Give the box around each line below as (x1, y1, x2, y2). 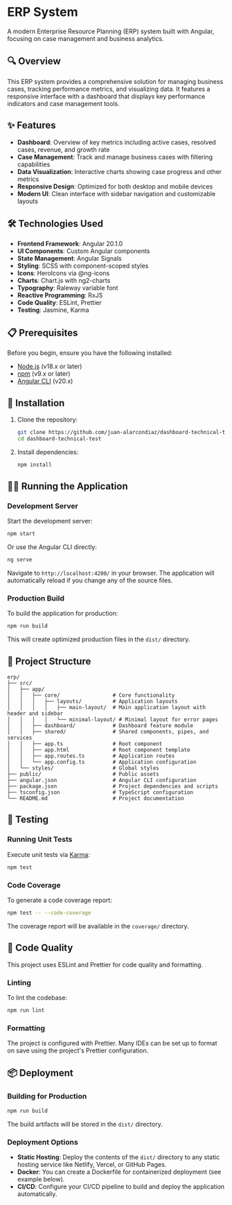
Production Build (7, 593, 64, 603)
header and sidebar (7, 710, 64, 718)
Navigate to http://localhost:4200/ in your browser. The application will (7, 569, 215, 578)
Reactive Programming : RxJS (17, 291, 103, 300)
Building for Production (7, 1091, 87, 1101)
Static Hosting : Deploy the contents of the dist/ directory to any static (17, 1152, 220, 1161)
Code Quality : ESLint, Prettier (17, 299, 102, 307)
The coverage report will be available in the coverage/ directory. (7, 921, 189, 930)
